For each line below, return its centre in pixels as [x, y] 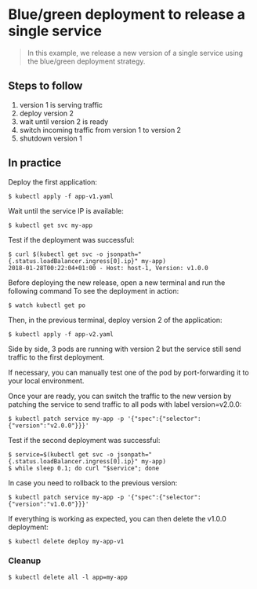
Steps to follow [45, 86]
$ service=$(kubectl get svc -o [61, 454]
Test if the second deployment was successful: [84, 440]
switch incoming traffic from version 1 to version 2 [100, 130]
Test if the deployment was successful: [71, 240]
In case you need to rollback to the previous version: [93, 483]
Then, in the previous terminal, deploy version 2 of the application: [115, 320]
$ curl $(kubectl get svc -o [56, 254]
